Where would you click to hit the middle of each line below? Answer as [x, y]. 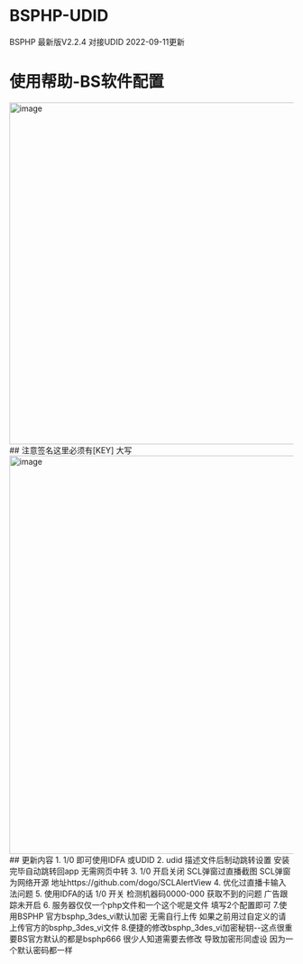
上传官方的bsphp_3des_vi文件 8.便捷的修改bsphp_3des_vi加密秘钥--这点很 [147, 927]
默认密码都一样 [45, 950]
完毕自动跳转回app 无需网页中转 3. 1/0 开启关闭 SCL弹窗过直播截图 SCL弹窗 [150, 871]
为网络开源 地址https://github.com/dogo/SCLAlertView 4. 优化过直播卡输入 [148, 882]
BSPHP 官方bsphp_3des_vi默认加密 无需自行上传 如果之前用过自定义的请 [151, 916]
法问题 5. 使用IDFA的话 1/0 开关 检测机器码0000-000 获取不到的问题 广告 [145, 894]
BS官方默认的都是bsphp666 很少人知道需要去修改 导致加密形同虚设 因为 [151, 939]
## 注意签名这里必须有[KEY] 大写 [71, 450]
